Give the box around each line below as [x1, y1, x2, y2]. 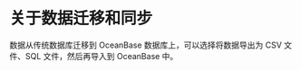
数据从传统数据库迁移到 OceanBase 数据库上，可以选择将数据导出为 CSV [9, 39, 283, 50]
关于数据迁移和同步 [9, 8, 153, 29]
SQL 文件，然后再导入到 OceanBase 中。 [24, 50, 179, 61]
